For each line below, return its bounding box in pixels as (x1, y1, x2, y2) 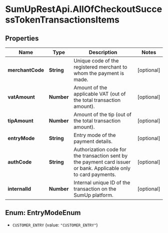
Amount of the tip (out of (73, 111, 131, 118)
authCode (7, 158, 32, 165)
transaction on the (73, 185, 116, 192)
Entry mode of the (73, 131, 116, 138)
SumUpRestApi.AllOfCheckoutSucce (5, 3, 162, 15)
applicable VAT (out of (73, 90, 126, 97)
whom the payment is (73, 70, 124, 76)
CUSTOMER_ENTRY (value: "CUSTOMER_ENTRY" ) (12, 221, 98, 228)
